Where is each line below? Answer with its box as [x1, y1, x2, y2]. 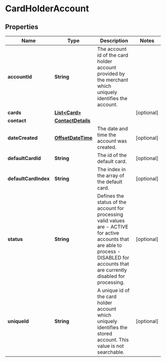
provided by [97, 70, 125, 77]
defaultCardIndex [7, 175, 50, 182]
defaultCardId [7, 155, 41, 161]
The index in [97, 166, 126, 173]
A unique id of [97, 287, 130, 294]
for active [97, 230, 120, 236]
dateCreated [7, 134, 38, 141]
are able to [97, 242, 122, 248]
